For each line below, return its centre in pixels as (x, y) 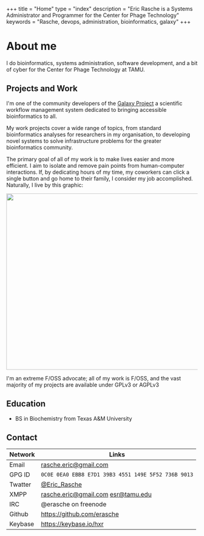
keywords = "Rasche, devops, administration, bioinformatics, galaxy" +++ (99, 22)
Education (26, 404)
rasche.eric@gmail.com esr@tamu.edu (96, 495)
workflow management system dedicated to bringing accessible (87, 109)
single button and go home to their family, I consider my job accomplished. (100, 178)
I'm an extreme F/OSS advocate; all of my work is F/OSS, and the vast (93, 378)
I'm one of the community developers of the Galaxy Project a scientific (94, 103)
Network (22, 455)
